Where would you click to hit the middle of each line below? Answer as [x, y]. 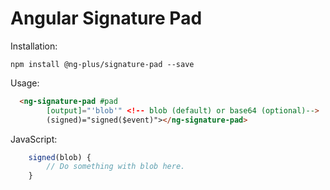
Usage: [25, 83]
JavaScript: [34, 139]
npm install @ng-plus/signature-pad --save [102, 64]
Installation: [34, 46]
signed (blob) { [60, 157]
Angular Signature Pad [106, 18]
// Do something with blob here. [116, 167]
